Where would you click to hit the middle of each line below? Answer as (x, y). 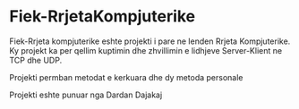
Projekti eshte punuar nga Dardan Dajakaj (86, 95)
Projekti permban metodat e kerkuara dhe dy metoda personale (126, 77)
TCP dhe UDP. (36, 60)
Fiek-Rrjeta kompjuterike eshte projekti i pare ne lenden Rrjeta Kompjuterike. (150, 41)
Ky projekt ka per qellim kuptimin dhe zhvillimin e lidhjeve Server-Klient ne (146, 50)
